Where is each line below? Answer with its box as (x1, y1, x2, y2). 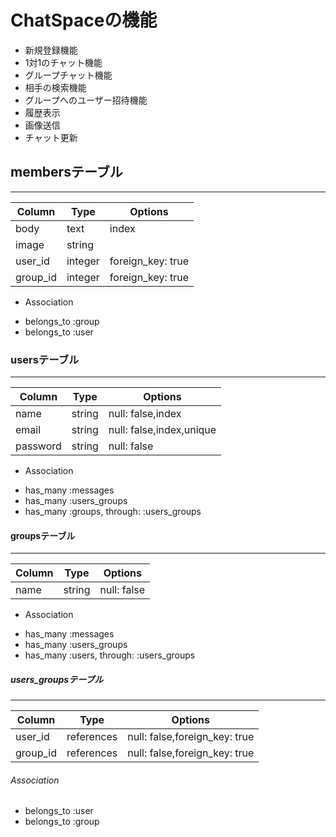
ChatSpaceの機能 (10, 9, 158, 32)
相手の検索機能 (24, 81, 87, 93)
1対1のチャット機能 (24, 56, 103, 68)
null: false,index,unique (108, 423, 217, 437)
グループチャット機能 (24, 69, 113, 81)
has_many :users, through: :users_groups (24, 649, 196, 661)
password (15, 439, 62, 453)
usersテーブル (10, 352, 80, 366)
